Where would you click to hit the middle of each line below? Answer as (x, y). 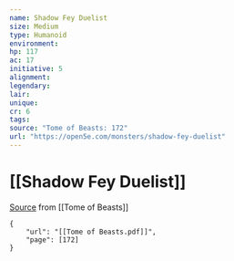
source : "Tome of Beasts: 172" (69, 129)
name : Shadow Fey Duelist (58, 18)
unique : (24, 103)
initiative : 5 (36, 69)
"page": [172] (52, 240)
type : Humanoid (38, 35)
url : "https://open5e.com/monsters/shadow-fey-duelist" (117, 137)
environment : (34, 43)
